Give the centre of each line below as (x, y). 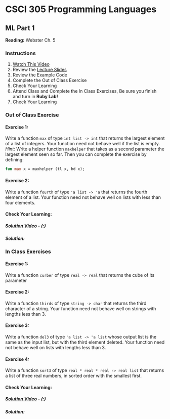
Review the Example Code (40, 75)
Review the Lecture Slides (39, 70)
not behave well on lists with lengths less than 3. (56, 348)
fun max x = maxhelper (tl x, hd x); (45, 169)
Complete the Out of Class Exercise (50, 80)
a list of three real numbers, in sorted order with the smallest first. (74, 376)
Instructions (21, 53)
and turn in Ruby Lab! (35, 97)
